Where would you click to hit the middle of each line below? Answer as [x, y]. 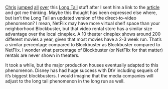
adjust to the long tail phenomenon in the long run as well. [65, 81]
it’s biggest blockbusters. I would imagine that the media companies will [79, 76]
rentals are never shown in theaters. [42, 55]
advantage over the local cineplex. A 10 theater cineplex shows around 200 [83, 34]
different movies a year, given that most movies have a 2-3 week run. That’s [83, 39]
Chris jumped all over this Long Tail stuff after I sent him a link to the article [82, 7]
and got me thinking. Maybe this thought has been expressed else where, [81, 13]
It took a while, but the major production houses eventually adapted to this [82, 65]
